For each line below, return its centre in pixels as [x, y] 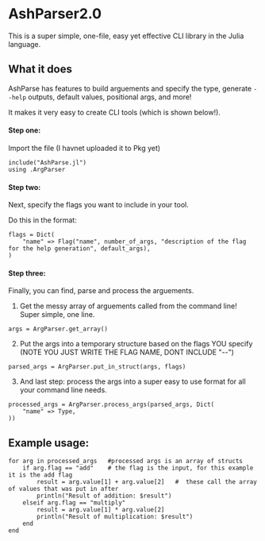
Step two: [25, 187]
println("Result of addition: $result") [104, 496]
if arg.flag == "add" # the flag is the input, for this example [138, 468]
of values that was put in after [63, 489]
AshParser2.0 [55, 14]
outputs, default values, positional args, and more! [109, 97]
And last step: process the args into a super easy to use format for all [132, 381]
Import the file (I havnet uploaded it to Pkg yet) [84, 148]
